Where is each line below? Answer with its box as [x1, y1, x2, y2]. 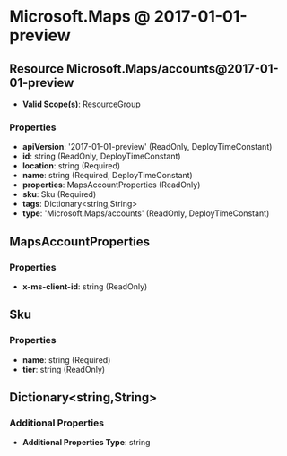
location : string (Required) [22, 160, 121, 171]
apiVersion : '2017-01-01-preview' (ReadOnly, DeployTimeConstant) [22, 142, 273, 152]
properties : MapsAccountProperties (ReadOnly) [22, 179, 201, 190]
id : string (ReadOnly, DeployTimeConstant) [22, 151, 181, 162]
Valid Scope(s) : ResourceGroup [22, 99, 141, 109]
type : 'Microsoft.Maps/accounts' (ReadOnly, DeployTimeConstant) [22, 208, 270, 219]
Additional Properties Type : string [22, 437, 151, 448]
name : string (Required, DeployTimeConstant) [22, 170, 193, 181]
